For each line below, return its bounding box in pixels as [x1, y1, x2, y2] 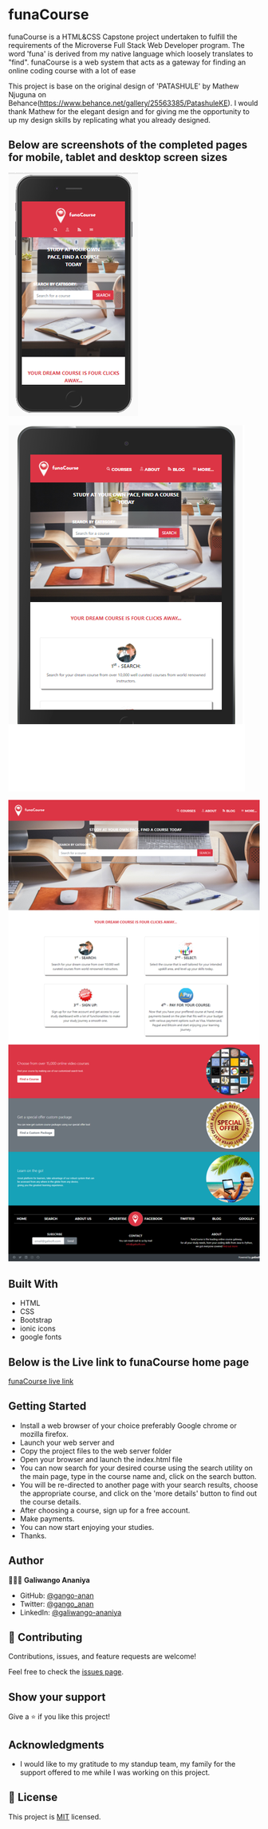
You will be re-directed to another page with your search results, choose [19, 1480, 258, 1489]
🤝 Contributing [8, 1630, 83, 1644]
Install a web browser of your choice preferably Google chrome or [19, 1421, 237, 1430]
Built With [8, 1277, 58, 1291]
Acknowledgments [8, 1738, 105, 1752]
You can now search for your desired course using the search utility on [19, 1463, 254, 1473]
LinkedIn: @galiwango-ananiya [19, 1607, 122, 1617]
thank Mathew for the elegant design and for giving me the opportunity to [8, 106, 250, 116]
